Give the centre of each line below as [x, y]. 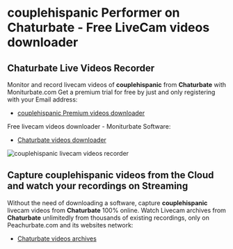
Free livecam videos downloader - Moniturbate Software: [89, 126]
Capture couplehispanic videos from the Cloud [111, 175]
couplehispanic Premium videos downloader [81, 113]
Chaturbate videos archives [57, 239]
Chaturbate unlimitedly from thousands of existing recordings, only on [109, 218]
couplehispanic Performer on [94, 13]
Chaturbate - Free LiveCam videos [109, 27]
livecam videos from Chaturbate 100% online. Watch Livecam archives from [116, 210]
